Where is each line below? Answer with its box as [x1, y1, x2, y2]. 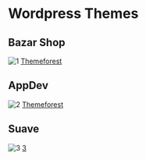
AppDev [8, 79, 49, 92]
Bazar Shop [8, 36, 66, 49]
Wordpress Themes [8, 5, 139, 23]
